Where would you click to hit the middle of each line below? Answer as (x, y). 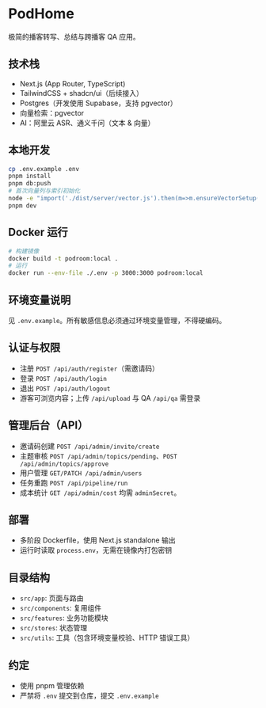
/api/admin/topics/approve (64, 464)
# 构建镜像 (24, 251)
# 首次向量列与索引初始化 (44, 191)
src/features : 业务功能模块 (64, 618)
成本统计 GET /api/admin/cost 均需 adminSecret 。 (100, 493)
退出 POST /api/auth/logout (65, 388)
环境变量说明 (40, 300)
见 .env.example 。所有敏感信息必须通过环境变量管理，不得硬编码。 (117, 320)
